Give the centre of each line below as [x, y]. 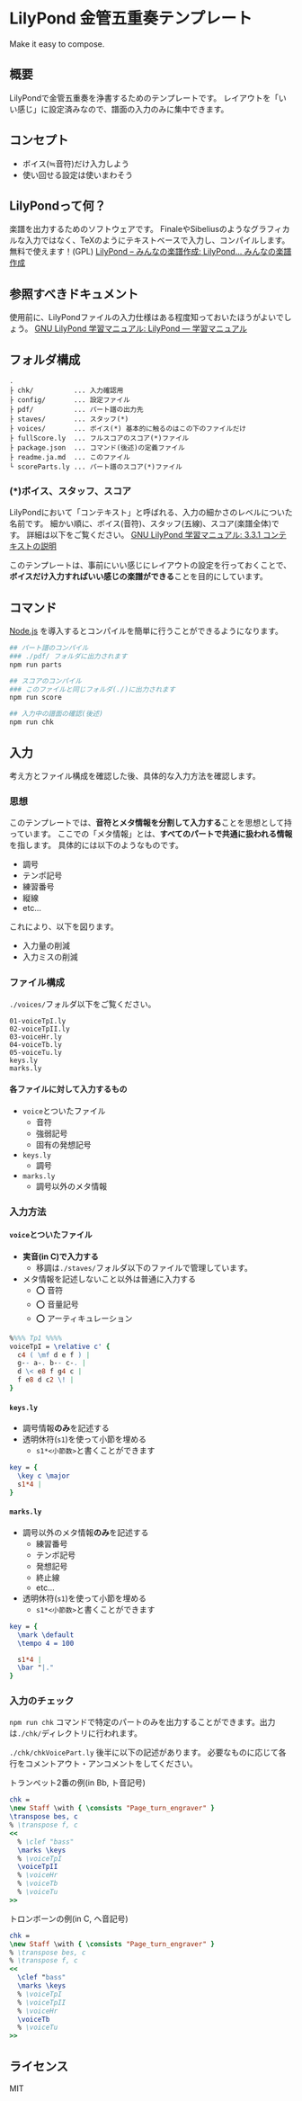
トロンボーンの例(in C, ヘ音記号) [69, 1918]
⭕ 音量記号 [57, 1304]
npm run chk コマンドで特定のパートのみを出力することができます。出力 [142, 1722]
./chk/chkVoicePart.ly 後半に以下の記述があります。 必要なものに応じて [144, 1752]
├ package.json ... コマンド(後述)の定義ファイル [98, 448]
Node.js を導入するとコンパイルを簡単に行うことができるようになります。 [146, 631]
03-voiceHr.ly [36, 1037]
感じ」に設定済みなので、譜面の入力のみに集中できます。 [123, 109]
